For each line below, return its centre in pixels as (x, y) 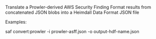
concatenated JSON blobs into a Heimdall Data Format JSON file (72, 12)
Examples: (16, 22)
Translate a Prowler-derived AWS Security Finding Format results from (78, 7)
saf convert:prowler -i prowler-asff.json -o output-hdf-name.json (72, 31)
